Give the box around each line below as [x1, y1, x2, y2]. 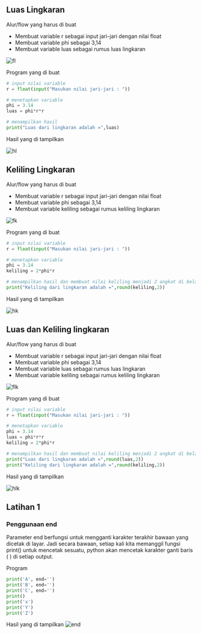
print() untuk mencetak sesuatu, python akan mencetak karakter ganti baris [6, 547, 194, 554]
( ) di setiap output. [6, 553, 54, 560]
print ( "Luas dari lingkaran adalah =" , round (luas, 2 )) [6, 456, 144, 462]
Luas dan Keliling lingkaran [6, 325, 109, 335]
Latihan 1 [6, 502, 40, 512]
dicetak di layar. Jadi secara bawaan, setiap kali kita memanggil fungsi [6, 540, 181, 548]
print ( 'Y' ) [6, 604, 34, 610]
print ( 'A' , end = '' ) [6, 576, 55, 583]
